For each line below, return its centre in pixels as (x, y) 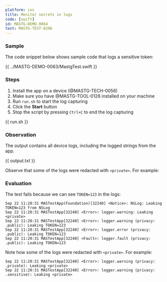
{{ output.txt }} (20, 161)
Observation (21, 134)
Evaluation (18, 183)
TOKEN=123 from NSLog (28, 208)
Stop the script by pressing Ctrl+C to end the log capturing (73, 112)
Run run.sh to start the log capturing (50, 101)
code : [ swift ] (20, 19)
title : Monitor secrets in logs (39, 15)
